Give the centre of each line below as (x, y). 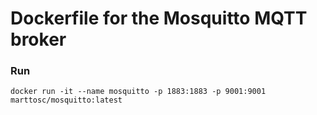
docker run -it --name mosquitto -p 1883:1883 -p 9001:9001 (138, 92)
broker (38, 39)
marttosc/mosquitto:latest (66, 100)
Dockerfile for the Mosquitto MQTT (159, 18)
